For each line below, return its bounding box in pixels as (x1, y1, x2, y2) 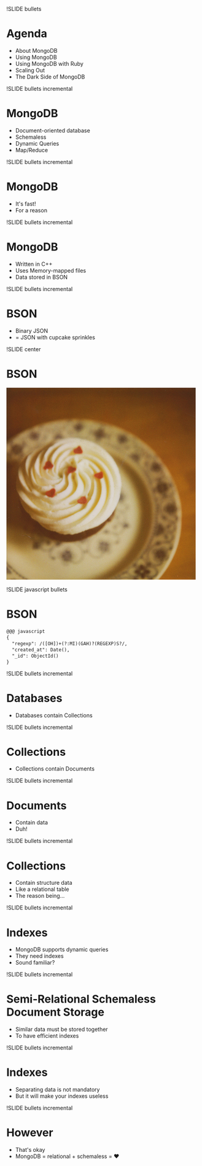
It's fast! (15, 200, 36, 208)
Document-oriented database (15, 126, 90, 134)
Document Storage (6, 1005, 104, 1019)
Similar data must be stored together (15, 1025, 109, 1033)
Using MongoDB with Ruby (15, 60, 84, 67)
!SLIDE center (6, 345, 41, 352)
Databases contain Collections (15, 712, 93, 719)
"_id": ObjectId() (12, 653, 60, 659)
